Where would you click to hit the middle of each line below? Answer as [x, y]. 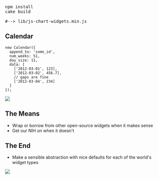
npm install [19, 7]
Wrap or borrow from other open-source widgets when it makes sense [83, 125]
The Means [22, 114]
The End [18, 146]
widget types [25, 163]
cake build [18, 12]
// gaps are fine [31, 77]
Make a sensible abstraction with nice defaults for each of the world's [82, 157]
